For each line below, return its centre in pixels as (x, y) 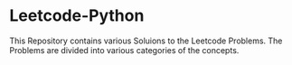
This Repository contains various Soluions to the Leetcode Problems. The (146, 41)
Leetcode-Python (77, 16)
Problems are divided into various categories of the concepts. (124, 50)
